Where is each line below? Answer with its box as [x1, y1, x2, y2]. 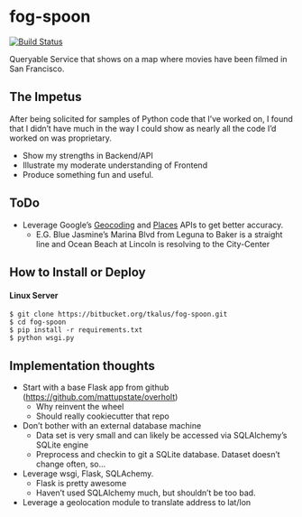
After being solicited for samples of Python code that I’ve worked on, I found [9, 113, 293, 124]
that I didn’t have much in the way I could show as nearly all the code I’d [9, 123, 277, 134]
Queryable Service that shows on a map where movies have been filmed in [9, 53, 288, 64]
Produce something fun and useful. [22, 169, 154, 180]
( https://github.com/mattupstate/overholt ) [22, 391, 178, 402]
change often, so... [35, 458, 106, 469]
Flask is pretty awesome [35, 477, 127, 488]
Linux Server [9, 290, 59, 300]
